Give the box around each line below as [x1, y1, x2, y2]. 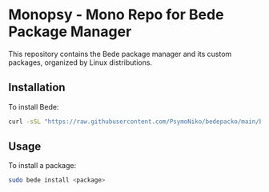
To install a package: [8, 161, 77, 170]
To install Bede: [8, 102, 59, 111]
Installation [8, 81, 66, 94]
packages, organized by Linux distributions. [8, 58, 153, 67]
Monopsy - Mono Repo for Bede [8, 6, 224, 24]
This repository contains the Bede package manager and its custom [8, 49, 232, 58]
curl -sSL [8, 118, 42, 126]
